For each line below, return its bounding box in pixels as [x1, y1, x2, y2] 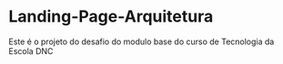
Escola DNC [8, 45, 54, 56]
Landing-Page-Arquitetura [8, 6, 214, 27]
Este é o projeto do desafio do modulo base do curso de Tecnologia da [8, 36, 275, 47]
